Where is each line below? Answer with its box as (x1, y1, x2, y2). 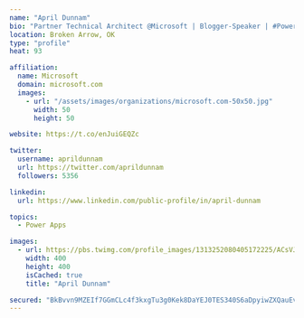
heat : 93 (9, 47, 43, 56)
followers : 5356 (17, 171, 79, 181)
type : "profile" (9, 38, 71, 48)
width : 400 (25, 254, 67, 263)
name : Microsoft (17, 71, 79, 81)
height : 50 (33, 114, 75, 123)
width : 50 (33, 105, 71, 114)
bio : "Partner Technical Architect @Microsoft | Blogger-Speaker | (9, 22, 270, 31)
